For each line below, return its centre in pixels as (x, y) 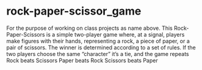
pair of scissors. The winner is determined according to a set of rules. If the (101, 47)
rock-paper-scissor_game (74, 11)
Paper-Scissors (26, 34)
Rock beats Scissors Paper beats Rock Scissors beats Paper (82, 60)
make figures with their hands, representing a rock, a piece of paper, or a (98, 41)
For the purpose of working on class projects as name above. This (89, 28)
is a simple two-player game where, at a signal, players (115, 34)
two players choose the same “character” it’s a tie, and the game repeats (98, 54)
